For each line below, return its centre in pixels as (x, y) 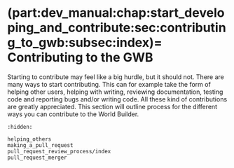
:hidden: (20, 127)
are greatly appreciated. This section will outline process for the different (112, 106)
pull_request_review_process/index (59, 151)
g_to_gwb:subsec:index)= (85, 43)
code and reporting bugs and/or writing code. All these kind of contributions (117, 99)
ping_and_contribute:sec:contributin (117, 28)
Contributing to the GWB (80, 58)
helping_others (29, 139)
